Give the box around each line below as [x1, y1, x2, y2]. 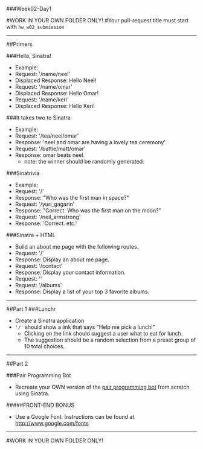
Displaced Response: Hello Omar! [14, 90, 99, 97]
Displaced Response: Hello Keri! [14, 103, 95, 109]
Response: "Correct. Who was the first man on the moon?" [14, 207, 161, 214]
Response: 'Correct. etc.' [14, 220, 77, 227]
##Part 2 [6, 360, 28, 367]
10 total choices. [24, 343, 65, 349]
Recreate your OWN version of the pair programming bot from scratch [14, 383, 190, 390]
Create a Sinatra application [14, 317, 85, 324]
